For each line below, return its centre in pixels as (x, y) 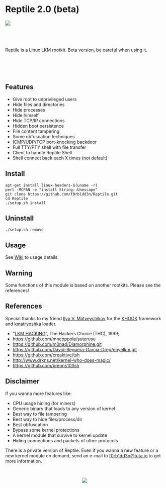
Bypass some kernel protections (46, 430)
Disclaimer (22, 381)
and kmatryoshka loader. (31, 324)
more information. (24, 461)
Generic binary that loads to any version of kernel (64, 409)
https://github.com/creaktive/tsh (46, 355)
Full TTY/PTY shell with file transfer (49, 147)
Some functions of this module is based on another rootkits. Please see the (83, 285)
